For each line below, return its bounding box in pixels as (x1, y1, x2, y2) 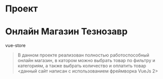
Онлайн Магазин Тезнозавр (5, 26, 128, 37)
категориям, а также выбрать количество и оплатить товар (17, 63, 146, 69)
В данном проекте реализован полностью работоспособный (17, 52, 150, 58)
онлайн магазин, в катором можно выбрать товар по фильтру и (17, 57, 155, 63)
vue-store (5, 42, 26, 48)
